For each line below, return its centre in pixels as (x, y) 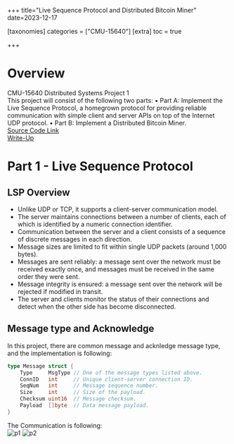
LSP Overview (39, 192)
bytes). (28, 254)
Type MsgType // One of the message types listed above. (111, 373)
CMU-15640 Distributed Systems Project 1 (69, 93)
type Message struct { (40, 366)
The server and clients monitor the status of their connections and (113, 299)
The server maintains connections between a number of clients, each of (122, 216)
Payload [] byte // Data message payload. (85, 405)
